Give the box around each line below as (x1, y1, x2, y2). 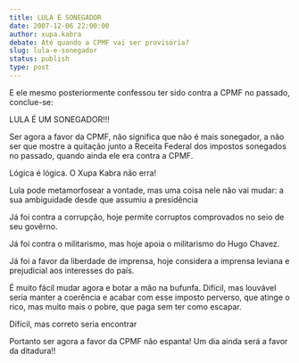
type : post (9, 63, 50, 72)
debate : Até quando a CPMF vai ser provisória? (9, 37, 190, 47)
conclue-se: (9, 96, 54, 107)
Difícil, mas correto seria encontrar (9, 318, 137, 329)
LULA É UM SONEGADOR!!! (9, 113, 110, 125)
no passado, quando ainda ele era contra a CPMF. (9, 150, 194, 161)
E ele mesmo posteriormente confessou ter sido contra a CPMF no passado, (9, 87, 290, 98)
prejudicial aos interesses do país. (9, 265, 135, 276)
